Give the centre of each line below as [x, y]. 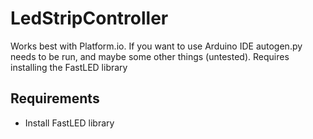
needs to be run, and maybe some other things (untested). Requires [150, 56]
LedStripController [89, 18]
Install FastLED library [69, 123]
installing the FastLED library [69, 67]
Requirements [55, 98]
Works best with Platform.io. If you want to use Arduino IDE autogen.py [156, 46]
